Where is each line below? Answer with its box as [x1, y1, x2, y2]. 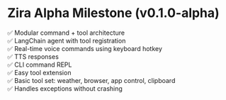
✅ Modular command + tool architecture [7, 28, 125, 37]
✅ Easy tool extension [7, 68, 72, 77]
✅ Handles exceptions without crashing [7, 84, 123, 93]
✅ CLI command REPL [7, 60, 72, 69]
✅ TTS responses [7, 52, 59, 61]
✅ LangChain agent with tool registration [7, 36, 126, 45]
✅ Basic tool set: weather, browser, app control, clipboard [7, 76, 176, 84]
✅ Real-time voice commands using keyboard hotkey [7, 44, 163, 52]
